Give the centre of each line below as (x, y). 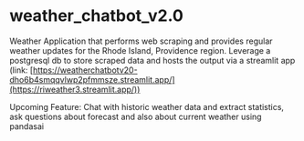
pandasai (26, 126)
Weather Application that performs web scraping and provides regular (141, 41)
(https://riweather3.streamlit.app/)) (75, 89)
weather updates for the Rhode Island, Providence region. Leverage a (140, 50)
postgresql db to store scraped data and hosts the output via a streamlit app (152, 60)
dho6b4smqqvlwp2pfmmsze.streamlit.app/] (92, 79)
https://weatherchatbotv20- (85, 70)
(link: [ (21, 70)
